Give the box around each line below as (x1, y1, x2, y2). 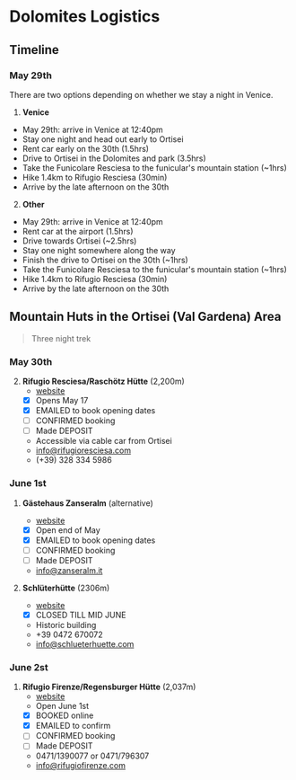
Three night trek (30, 332, 91, 343)
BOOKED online (35, 710, 94, 721)
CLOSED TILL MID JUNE (35, 609, 126, 620)
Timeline (9, 42, 60, 58)
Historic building (35, 619, 97, 630)
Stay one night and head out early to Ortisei (22, 133, 184, 145)
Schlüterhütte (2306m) (22, 582, 110, 593)
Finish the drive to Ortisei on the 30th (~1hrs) (22, 254, 188, 265)
